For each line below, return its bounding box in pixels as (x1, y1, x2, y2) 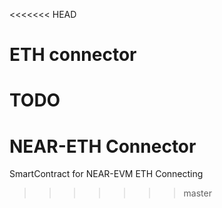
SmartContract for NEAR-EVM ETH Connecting (9, 168, 204, 180)
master (183, 187, 212, 199)
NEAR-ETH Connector (9, 135, 197, 158)
